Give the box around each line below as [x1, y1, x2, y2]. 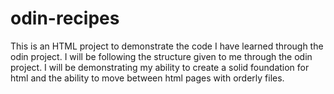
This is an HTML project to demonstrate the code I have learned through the [10, 40, 324, 52]
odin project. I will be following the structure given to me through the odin [10, 50, 313, 62]
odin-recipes [10, 7, 120, 30]
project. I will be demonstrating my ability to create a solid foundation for [10, 61, 310, 73]
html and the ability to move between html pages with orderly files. [10, 72, 285, 84]
